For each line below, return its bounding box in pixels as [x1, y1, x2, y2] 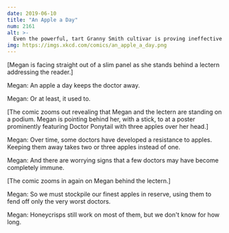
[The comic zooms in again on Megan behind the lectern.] [7, 177, 171, 185]
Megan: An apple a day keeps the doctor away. [7, 82, 141, 89]
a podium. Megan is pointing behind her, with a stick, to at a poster [7, 115, 195, 123]
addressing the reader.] [7, 68, 73, 76]
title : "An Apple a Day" [7, 16, 78, 23]
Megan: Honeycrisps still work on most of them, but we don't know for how [7, 210, 220, 219]
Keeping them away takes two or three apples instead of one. [7, 143, 180, 151]
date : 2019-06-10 [7, 10, 57, 17]
